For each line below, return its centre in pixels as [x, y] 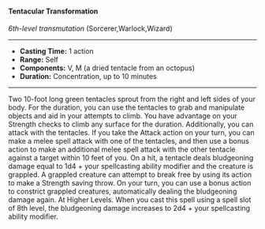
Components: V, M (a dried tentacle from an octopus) [107, 68]
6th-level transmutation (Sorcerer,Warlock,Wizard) [90, 28]
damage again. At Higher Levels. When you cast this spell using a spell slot [130, 200]
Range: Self [39, 60]
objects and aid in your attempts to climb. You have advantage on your [123, 116]
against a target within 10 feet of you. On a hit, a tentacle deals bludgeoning [131, 158]
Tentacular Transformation [53, 11]
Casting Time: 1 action [56, 51]
